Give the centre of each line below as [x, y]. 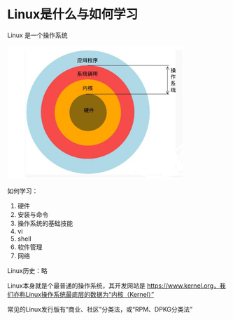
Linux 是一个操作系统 [37, 35]
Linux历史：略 [27, 271]
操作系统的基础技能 [45, 224]
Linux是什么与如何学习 [73, 14]
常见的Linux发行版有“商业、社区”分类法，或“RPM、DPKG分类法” [100, 309]
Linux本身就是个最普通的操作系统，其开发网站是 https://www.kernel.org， [114, 286]
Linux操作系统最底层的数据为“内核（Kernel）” [90, 295]
